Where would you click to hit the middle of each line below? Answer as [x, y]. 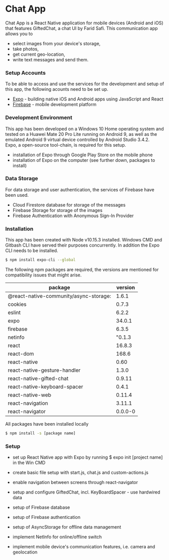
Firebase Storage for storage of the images [57, 210]
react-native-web [30, 395]
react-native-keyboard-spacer [46, 387]
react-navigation [28, 403]
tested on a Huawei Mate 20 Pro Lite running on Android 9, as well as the [81, 134]
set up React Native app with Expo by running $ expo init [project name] [88, 458]
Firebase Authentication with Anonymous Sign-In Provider [73, 216]
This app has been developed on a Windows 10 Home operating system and [85, 129]
